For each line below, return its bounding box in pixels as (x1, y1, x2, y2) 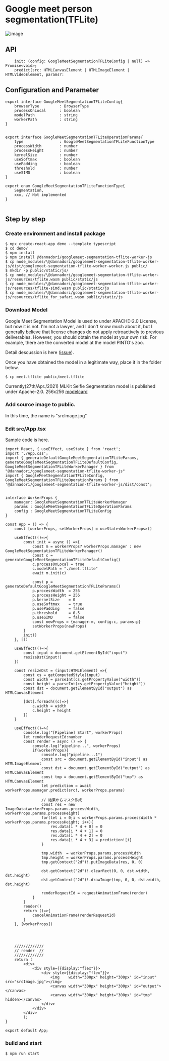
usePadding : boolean (14, 161, 80, 166)
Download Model (5, 306, 48, 313)
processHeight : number (14, 148, 78, 153)
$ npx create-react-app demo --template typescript (5, 242, 116, 247)
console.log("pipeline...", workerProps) (32, 743, 121, 749)
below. (5, 364, 19, 370)
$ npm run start (5, 1051, 39, 1056)
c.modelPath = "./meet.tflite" (32, 566, 98, 571)
